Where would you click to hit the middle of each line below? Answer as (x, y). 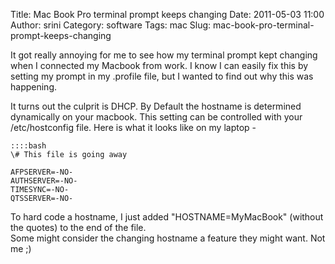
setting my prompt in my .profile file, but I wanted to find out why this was (162, 76)
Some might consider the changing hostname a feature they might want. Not (168, 238)
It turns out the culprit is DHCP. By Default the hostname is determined (156, 106)
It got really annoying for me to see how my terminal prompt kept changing (164, 55)
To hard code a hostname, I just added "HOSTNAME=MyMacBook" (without (167, 217)
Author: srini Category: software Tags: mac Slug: (111, 25)
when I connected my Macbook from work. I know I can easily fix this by (159, 65)
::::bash (28, 146)
